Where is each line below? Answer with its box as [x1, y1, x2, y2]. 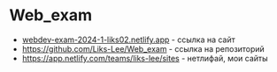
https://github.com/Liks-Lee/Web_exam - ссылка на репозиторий [21, 43, 265, 54]
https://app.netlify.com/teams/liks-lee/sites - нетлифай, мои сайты [21, 53, 268, 63]
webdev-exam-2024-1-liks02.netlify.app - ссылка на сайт [21, 34, 236, 45]
